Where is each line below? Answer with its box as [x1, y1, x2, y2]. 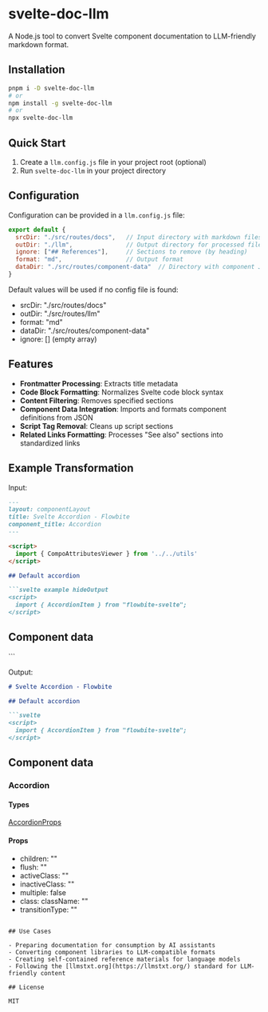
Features [8, 358, 53, 371]
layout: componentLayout [8, 506, 91, 514]
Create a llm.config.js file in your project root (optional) [19, 157, 207, 166]
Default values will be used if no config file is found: [8, 285, 179, 294]
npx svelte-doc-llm [8, 114, 73, 122]
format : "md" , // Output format [15, 255, 183, 264]
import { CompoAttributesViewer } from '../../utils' [15, 550, 198, 558]
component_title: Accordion [8, 521, 102, 529]
